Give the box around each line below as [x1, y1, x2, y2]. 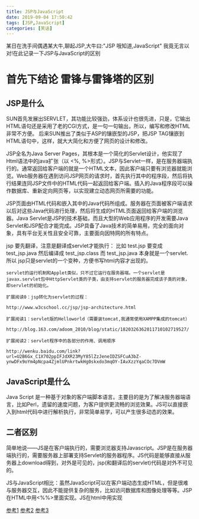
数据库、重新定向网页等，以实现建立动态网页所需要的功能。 [11, 187, 157, 194]
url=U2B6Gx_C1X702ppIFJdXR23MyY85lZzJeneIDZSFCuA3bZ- [6, 354, 142, 360]
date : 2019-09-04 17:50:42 [6, 14, 73, 20]
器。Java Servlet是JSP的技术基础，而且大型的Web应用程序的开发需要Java [6, 215, 188, 222]
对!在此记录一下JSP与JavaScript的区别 [6, 50, 101, 57]
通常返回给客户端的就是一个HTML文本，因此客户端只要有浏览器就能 [21, 165, 188, 172]
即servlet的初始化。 [6, 283, 52, 289]
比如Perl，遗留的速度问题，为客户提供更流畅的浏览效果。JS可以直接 [16, 401, 183, 408]
